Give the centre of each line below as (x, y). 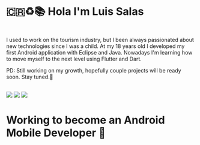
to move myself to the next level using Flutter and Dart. (74, 59)
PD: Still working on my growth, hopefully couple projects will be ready (94, 71)
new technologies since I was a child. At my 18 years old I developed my (95, 46)
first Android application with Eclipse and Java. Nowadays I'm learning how (99, 53)
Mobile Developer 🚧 (56, 133)
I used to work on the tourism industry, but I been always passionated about (100, 40)
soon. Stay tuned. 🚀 (30, 77)
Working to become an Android (86, 120)
